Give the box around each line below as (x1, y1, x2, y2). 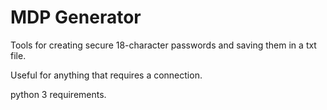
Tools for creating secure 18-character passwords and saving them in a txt (10, 39, 317, 51)
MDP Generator (10, 6, 142, 29)
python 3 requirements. (10, 88, 107, 100)
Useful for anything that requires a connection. (10, 69, 203, 81)
